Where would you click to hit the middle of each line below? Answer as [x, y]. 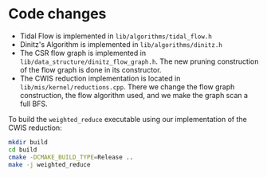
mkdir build [28, 142]
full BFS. [33, 104]
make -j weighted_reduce [49, 164]
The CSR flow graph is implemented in [82, 53]
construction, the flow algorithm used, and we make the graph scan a [134, 95]
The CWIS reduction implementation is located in [100, 78]
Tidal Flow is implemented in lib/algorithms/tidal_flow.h [116, 36]
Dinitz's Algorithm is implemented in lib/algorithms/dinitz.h [121, 44]
